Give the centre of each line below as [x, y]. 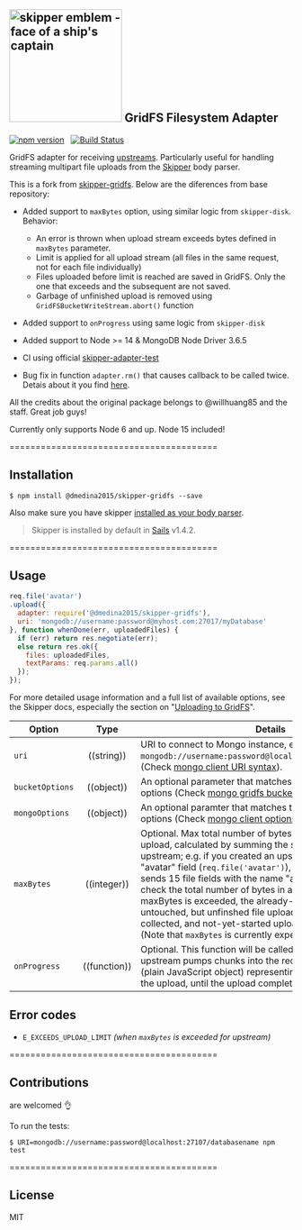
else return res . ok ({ [58, 647]
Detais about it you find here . [76, 385]
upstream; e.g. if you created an [208, 856]
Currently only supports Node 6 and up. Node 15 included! [117, 429]
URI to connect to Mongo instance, [214, 744]
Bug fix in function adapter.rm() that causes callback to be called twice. [155, 375]
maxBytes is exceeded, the [197, 901]
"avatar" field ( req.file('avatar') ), [216, 868]
